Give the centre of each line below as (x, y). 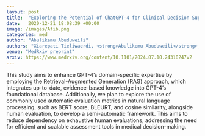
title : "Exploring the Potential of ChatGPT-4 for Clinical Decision (98, 18)
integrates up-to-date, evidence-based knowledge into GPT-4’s (86, 88)
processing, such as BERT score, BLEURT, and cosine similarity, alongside (100, 107)
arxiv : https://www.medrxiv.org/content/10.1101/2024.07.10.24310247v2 (99, 57)
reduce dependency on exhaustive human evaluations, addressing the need (102, 120)
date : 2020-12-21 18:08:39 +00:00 (53, 23)
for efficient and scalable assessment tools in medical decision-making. (96, 126)
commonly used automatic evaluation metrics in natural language (88, 101)
